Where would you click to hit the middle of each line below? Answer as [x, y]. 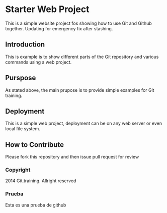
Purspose [21, 78]
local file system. [23, 129]
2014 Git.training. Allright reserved [41, 181]
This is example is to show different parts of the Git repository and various [82, 57]
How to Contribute [35, 145]
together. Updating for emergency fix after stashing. [59, 28]
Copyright [18, 170]
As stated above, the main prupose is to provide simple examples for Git [80, 90]
